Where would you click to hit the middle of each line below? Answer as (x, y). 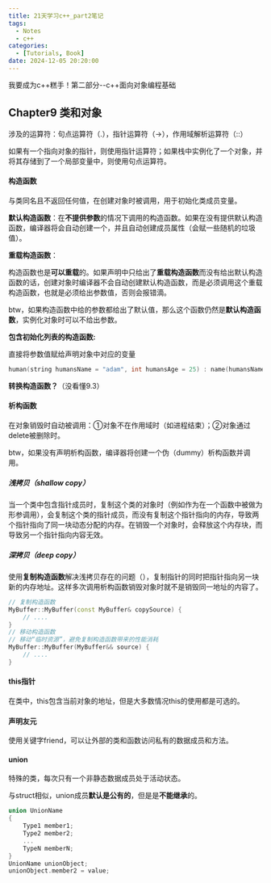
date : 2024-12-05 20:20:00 (54, 61)
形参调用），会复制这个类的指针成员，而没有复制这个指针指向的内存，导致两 (134, 515)
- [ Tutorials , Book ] (50, 53)
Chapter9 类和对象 (55, 113)
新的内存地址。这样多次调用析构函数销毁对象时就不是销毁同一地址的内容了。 (135, 587)
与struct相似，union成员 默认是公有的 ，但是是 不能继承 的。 (105, 796)
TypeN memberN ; (48, 848)
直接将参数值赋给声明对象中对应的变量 (72, 354)
